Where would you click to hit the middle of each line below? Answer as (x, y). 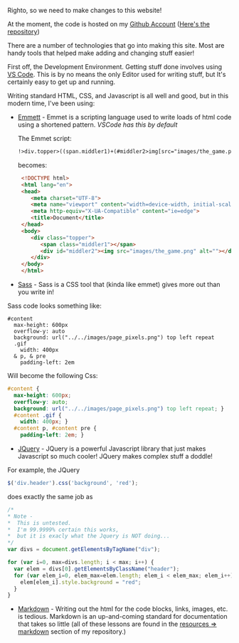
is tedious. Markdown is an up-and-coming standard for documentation (122, 617)
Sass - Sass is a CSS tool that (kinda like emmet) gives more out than (119, 284)
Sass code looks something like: (54, 306)
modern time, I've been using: (51, 103)
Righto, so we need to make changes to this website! (85, 10)
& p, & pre (30, 356)
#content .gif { (38, 415)
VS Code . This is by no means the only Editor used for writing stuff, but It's (117, 74)
